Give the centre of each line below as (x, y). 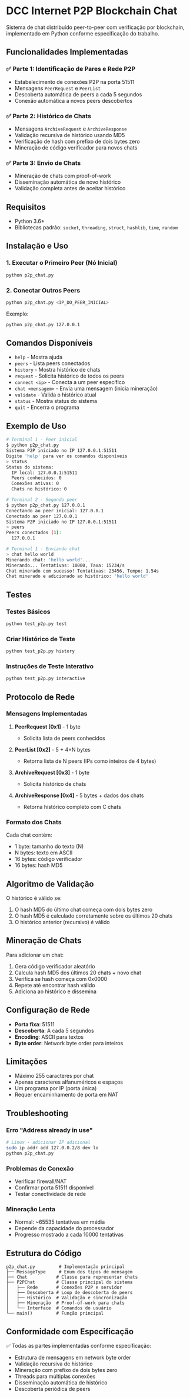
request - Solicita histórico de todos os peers (69, 376)
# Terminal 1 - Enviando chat (43, 549)
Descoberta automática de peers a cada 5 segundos (78, 94)
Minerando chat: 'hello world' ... (49, 560)
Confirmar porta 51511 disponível (54, 1188)
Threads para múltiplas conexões (55, 1376)
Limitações (27, 1061)
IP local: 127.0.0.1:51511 (44, 473)
